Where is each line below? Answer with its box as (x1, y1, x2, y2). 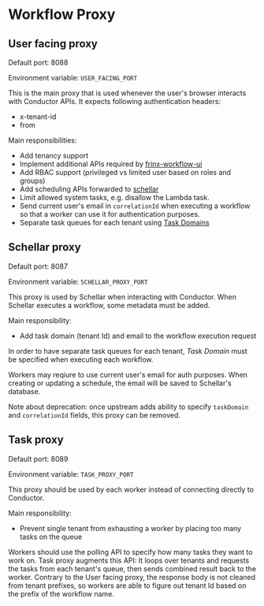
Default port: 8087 (8, 262, 69, 271)
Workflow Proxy (8, 6, 116, 24)
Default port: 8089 (8, 454, 69, 463)
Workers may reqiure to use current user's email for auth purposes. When (8, 370, 248, 379)
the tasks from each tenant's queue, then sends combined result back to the (8, 563, 257, 573)
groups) (19, 176, 46, 185)
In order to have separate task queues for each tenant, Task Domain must (8, 346, 248, 355)
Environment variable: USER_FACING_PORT (8, 73, 138, 82)
